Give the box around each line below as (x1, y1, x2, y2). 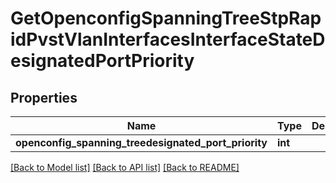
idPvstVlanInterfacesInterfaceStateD (10, 28, 326, 51)
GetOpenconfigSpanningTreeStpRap (10, 7, 322, 30)
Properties (10, 89, 78, 106)
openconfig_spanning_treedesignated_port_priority (15, 136, 268, 149)
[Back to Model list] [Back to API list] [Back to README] (10, 162, 240, 173)
